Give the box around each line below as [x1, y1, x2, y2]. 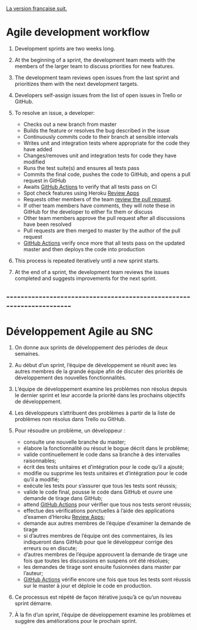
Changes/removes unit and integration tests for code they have [23, 152, 177, 159]
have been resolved [23, 221, 72, 228]
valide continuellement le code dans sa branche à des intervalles [23, 451, 181, 458]
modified [23, 158, 45, 165]
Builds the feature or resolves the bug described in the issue [23, 126, 170, 134]
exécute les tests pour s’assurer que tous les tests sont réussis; [23, 482, 178, 489]
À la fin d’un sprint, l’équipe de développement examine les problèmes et [14, 611, 191, 618]
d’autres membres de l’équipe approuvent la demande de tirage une [23, 551, 188, 558]
